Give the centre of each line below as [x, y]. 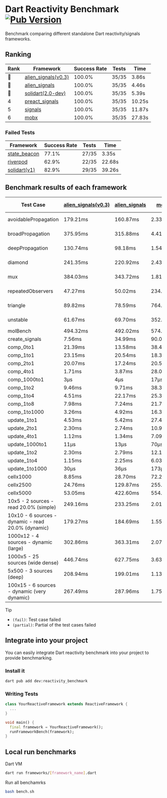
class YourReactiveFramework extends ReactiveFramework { [66, 704]
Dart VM [14, 764]
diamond [18, 262]
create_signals [24, 339]
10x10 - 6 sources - [32, 515]
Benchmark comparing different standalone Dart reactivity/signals [73, 33]
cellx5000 [20, 493]
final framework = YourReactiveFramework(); [56, 727]
